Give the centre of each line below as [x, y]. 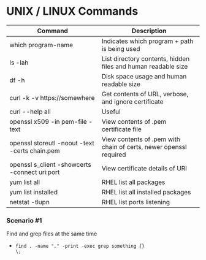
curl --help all [30, 112]
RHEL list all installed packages [146, 192]
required [114, 155]
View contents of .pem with [141, 139]
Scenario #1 [24, 220]
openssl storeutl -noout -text [52, 143]
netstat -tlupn [30, 202]
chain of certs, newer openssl [144, 147]
